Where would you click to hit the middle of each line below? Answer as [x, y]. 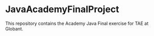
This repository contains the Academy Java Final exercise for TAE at [77, 23]
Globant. [14, 28]
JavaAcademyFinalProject [62, 9]
